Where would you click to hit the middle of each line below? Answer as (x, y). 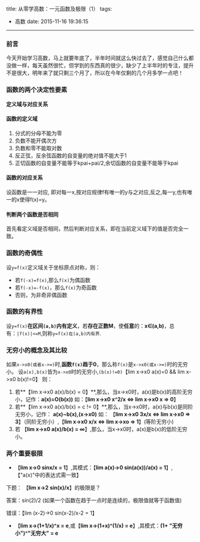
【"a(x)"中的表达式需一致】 (48, 475)
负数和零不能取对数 (38, 148)
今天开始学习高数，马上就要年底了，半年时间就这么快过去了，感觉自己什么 (97, 58)
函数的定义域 (22, 119)
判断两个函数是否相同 (32, 214)
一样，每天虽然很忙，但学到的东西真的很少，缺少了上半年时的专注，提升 (105, 66)
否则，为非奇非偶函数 (41, 295)
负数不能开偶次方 (36, 140)
